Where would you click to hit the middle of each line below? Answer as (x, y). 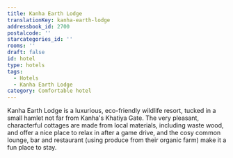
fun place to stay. (32, 148)
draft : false (26, 53)
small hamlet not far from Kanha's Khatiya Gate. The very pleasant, (103, 118)
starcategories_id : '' (40, 39)
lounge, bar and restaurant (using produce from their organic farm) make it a (117, 140)
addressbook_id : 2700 (39, 26)
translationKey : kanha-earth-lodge (59, 20)
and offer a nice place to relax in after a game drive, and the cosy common (114, 133)
